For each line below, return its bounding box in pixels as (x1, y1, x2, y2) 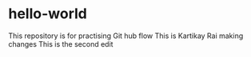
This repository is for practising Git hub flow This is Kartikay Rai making (8, 31, 244, 40)
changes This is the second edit (8, 39, 114, 48)
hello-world (8, 5, 88, 23)
